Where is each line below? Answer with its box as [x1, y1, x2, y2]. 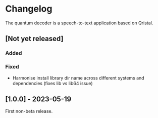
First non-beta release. [5, 108, 53, 114]
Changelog [5, 3, 52, 15]
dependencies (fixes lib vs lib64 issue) [12, 80, 93, 86]
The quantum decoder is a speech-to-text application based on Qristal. [5, 20, 153, 26]
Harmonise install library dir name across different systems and [12, 74, 145, 81]
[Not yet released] [5, 34, 64, 43]
